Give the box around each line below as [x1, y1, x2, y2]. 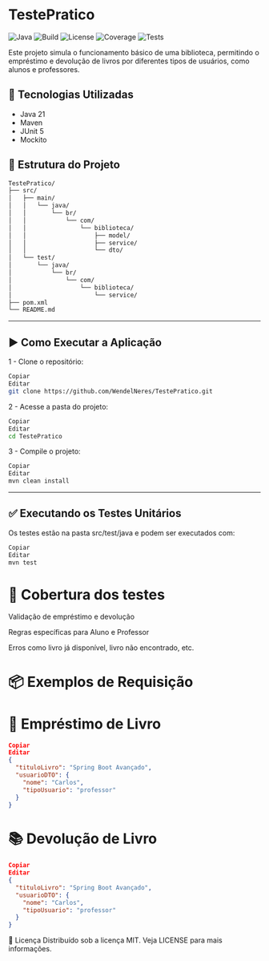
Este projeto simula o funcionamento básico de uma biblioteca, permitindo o [8, 47, 260, 57]
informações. [8, 944, 52, 954]
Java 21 [19, 109, 46, 119]
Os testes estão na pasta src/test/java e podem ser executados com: [8, 527, 235, 538]
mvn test [8, 559, 38, 567]
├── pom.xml [8, 298, 48, 306]
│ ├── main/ [8, 194, 56, 202]
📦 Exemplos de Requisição [8, 672, 194, 691]
